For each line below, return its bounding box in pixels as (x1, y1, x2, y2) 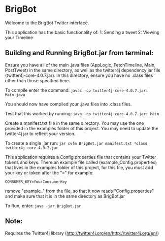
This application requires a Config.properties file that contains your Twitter (5, 154, 157, 160)
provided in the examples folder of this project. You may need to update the (5, 125, 159, 131)
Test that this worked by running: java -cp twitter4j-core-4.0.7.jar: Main (5, 110, 159, 116)
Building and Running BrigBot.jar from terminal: (5, 49, 154, 57)
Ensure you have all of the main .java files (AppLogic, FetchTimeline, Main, (5, 62, 156, 68)
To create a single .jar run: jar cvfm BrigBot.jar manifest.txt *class (5, 140, 148, 146)
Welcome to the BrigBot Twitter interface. (5, 20, 89, 26)
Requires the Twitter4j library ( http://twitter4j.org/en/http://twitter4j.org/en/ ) (5, 230, 159, 236)
